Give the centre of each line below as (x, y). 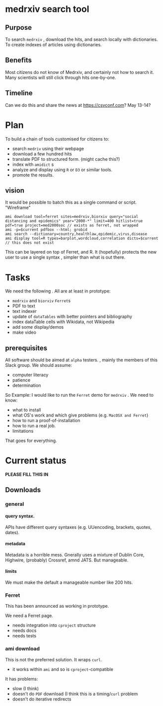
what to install (27, 410)
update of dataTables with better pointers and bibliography (72, 317)
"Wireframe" (18, 208)
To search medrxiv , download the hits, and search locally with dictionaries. (81, 39)
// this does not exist (30, 243)
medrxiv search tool (47, 9)
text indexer (25, 311)
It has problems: (22, 679)
